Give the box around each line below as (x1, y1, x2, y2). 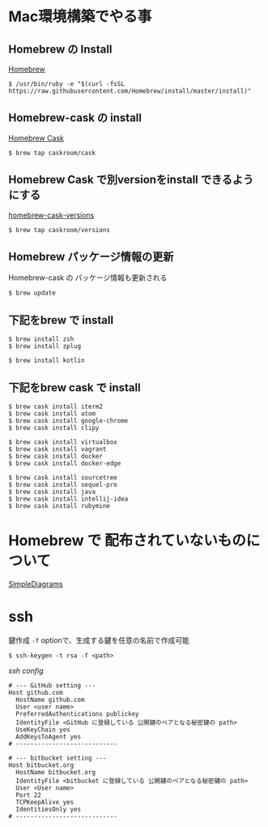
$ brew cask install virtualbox (8, 438, 117, 446)
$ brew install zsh (8, 335, 74, 343)
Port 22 (15, 790, 42, 799)
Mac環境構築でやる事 (8, 7, 152, 26)
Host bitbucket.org (8, 760, 74, 769)
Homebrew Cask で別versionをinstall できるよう (8, 173, 254, 187)
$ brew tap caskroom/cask (8, 149, 96, 157)
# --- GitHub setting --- (8, 681, 96, 690)
